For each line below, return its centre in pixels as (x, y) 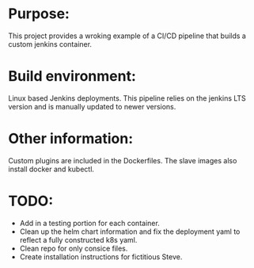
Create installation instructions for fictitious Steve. (101, 257)
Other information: (70, 139)
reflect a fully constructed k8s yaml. (78, 239)
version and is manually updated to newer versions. (92, 106)
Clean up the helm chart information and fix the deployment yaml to (130, 232)
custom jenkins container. (50, 44)
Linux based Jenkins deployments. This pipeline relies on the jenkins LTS (127, 98)
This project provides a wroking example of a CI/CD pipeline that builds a (127, 36)
